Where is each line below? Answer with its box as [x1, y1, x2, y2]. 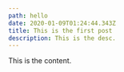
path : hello [8, 11, 48, 20]
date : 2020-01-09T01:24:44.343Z [8, 19, 116, 27]
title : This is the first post [8, 26, 113, 34]
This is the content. [8, 56, 72, 66]
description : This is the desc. [8, 34, 116, 42]
